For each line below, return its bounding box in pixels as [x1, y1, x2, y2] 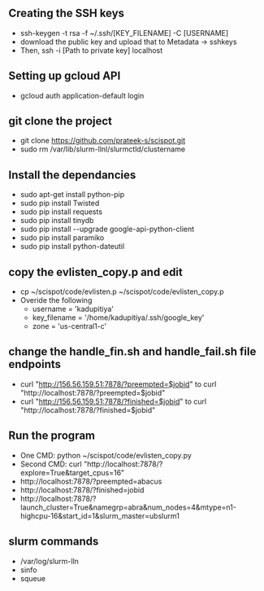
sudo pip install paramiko [19, 233, 105, 243]
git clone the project [8, 114, 112, 129]
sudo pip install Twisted [19, 199, 100, 208]
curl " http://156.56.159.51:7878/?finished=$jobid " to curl [19, 396, 207, 406]
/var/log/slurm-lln [19, 556, 80, 566]
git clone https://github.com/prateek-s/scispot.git [19, 136, 186, 146]
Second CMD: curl [19, 459, 83, 469]
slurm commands [8, 535, 99, 549]
